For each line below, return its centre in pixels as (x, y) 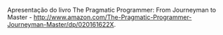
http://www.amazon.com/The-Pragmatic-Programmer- (113, 17)
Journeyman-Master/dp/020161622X (61, 24)
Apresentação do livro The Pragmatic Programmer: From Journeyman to (111, 10)
